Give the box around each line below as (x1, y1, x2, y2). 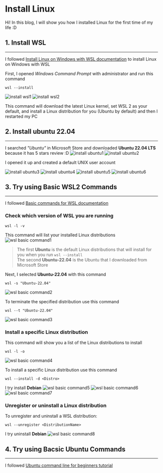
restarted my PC (5, 113, 38, 119)
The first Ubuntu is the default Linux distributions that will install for (16, 246, 152, 252)
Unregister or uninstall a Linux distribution (5, 402, 107, 408)
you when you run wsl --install (16, 251, 83, 258)
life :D (5, 24, 17, 30)
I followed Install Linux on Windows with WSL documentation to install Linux (5, 56, 157, 62)
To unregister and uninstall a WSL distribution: (5, 413, 98, 419)
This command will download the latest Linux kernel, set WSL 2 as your (5, 103, 147, 109)
